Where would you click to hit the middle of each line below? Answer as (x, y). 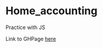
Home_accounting (51, 11)
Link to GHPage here (31, 39)
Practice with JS (25, 27)
